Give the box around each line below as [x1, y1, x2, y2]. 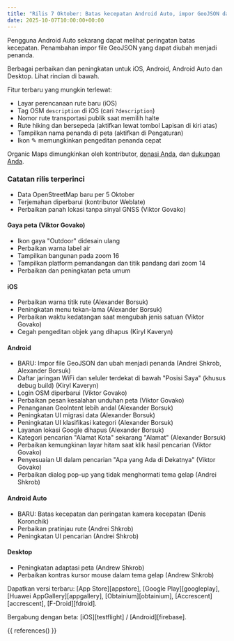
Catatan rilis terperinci [7, 174, 85, 184]
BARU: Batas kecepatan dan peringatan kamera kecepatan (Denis [17, 510, 206, 518]
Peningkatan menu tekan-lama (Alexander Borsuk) [17, 305, 162, 314]
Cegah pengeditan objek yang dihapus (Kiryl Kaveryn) [17, 328, 173, 336]
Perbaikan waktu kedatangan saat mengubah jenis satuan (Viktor [17, 312, 204, 322]
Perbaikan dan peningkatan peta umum [17, 266, 131, 275]
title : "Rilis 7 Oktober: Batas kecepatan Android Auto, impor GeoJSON [7, 10, 219, 17]
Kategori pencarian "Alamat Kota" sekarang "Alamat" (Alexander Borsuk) [17, 433, 226, 442]
